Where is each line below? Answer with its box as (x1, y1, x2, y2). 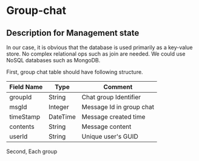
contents (9, 122, 35, 131)
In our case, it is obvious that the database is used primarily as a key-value (6, 44, 193, 51)
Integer (48, 103, 69, 111)
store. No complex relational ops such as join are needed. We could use (6, 50, 186, 57)
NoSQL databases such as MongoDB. (6, 57, 101, 64)
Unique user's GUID (81, 133, 138, 140)
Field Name (9, 83, 43, 91)
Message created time (81, 113, 146, 121)
